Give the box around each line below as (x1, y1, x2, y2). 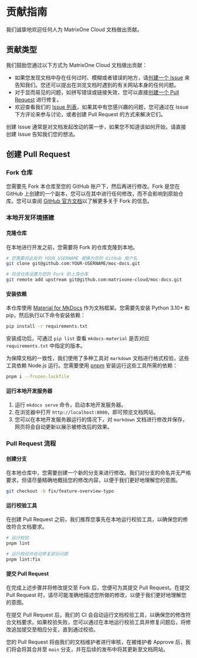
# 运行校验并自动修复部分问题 (6, 551, 69, 557)
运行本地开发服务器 (6, 387, 53, 394)
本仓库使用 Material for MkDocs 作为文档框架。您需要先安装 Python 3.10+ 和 (6, 304, 190, 311)
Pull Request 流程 (6, 439, 56, 448)
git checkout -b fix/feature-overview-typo (6, 488, 114, 494)
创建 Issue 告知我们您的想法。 (6, 130, 79, 137)
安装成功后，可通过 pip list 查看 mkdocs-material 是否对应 (6, 335, 150, 342)
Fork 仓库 (6, 169, 33, 177)
